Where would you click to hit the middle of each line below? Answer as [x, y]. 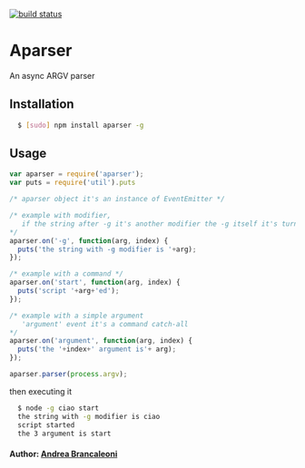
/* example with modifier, [60, 216]
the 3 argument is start [64, 434]
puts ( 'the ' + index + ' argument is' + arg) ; [97, 349]
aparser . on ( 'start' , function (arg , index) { [95, 283]
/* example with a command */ [67, 274]
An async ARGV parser [52, 75]
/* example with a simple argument [77, 316]
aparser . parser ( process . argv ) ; [69, 375]
